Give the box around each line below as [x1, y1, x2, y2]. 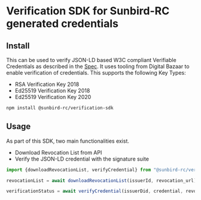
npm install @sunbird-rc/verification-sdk [6, 105, 114, 111]
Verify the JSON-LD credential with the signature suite [14, 155, 150, 162]
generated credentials [6, 17, 118, 30]
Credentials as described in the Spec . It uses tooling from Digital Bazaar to [6, 63, 190, 70]
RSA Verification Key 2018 [14, 81, 80, 88]
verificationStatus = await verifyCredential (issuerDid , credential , [6, 188, 184, 195]
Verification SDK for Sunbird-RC [6, 4, 170, 18]
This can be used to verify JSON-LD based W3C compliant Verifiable [6, 57, 176, 63]
